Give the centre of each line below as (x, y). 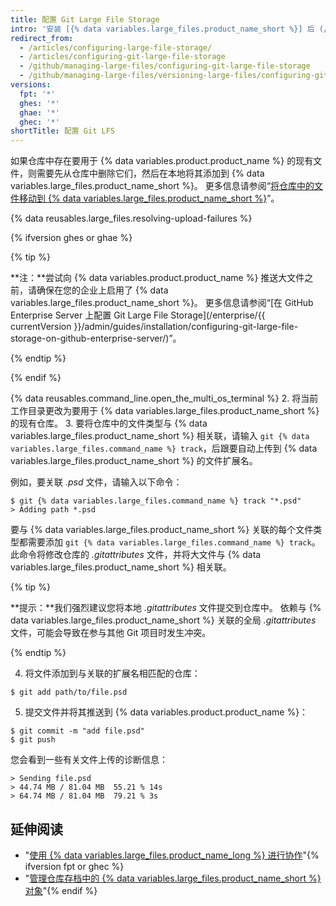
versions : (31, 85)
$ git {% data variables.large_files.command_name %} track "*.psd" (156, 501)
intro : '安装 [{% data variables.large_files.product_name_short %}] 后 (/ (169, 29)
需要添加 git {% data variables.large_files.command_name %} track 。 (174, 542)
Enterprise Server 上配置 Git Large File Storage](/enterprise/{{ (138, 315)
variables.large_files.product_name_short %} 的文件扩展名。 (134, 461)
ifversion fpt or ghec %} (74, 866)
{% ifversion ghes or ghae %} (71, 238)
